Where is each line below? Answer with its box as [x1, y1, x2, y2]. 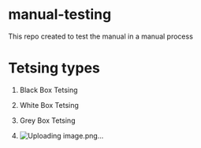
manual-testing [8, 6, 112, 24]
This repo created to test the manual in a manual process [8, 31, 193, 41]
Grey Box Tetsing [19, 116, 76, 125]
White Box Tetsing [19, 100, 79, 109]
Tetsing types [8, 59, 100, 77]
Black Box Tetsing [19, 85, 78, 94]
